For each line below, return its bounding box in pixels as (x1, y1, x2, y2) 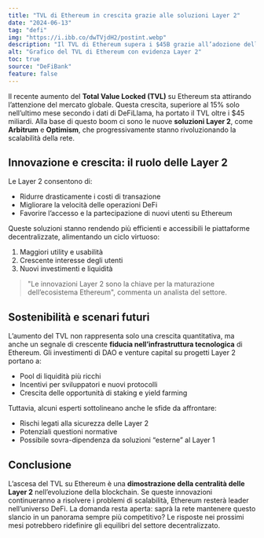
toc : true (8, 56, 41, 64)
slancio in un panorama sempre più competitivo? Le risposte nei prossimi (8, 512, 244, 522)
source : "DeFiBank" (8, 63, 72, 71)
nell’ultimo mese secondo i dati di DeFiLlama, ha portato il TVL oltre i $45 (8, 108, 245, 118)
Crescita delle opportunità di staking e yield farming (19, 388, 188, 397)
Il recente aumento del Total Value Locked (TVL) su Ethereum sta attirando (8, 91, 251, 101)
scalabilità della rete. (8, 133, 75, 142)
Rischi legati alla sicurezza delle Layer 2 (19, 419, 149, 428)
